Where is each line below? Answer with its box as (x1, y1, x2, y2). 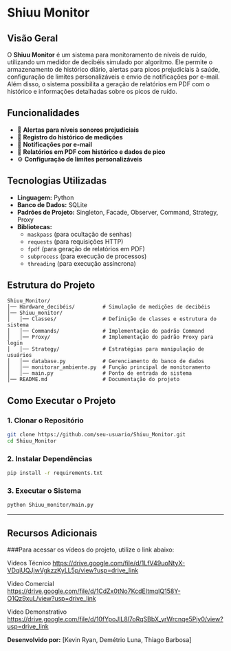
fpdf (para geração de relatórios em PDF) (27, 244, 146, 253)
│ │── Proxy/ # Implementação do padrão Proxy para (7, 333, 214, 341)
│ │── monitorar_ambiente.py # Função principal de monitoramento (7, 364, 211, 371)
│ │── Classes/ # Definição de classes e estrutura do (7, 315, 217, 322)
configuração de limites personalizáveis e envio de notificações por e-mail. (7, 72, 220, 81)
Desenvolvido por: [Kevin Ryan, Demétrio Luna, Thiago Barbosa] (7, 636, 192, 644)
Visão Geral (7, 32, 58, 44)
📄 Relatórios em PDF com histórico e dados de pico (16, 147, 166, 156)
